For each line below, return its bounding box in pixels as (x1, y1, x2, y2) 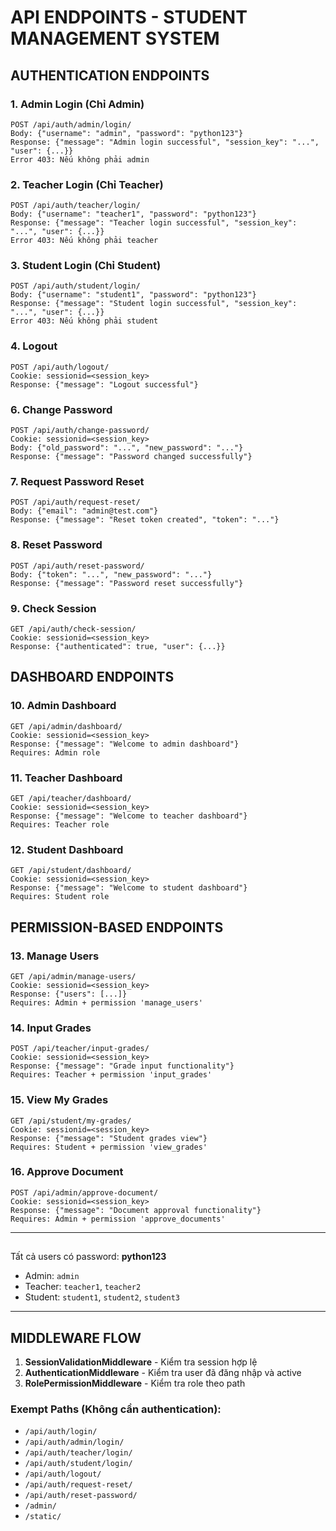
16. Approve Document (10, 1165, 124, 1179)
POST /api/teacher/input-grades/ (10, 1044, 150, 1054)
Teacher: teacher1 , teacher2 (24, 1281, 142, 1293)
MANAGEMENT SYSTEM (10, 27, 220, 50)
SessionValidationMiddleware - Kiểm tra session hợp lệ (24, 1356, 258, 1368)
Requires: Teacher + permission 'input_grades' (10, 1070, 213, 1080)
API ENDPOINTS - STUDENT (10, 6, 248, 29)
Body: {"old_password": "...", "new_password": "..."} (10, 443, 244, 453)
